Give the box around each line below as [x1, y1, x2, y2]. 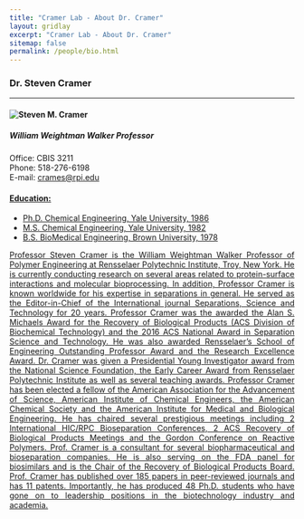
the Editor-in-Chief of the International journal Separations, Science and [9, 298, 295, 309]
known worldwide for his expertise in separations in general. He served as [9, 288, 295, 299]
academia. [9, 500, 49, 511]
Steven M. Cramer [18, 110, 89, 120]
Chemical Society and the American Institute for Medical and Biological [9, 404, 295, 415]
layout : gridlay [9, 22, 71, 31]
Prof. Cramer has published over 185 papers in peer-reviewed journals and [9, 471, 295, 482]
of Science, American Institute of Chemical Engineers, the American [9, 394, 295, 405]
